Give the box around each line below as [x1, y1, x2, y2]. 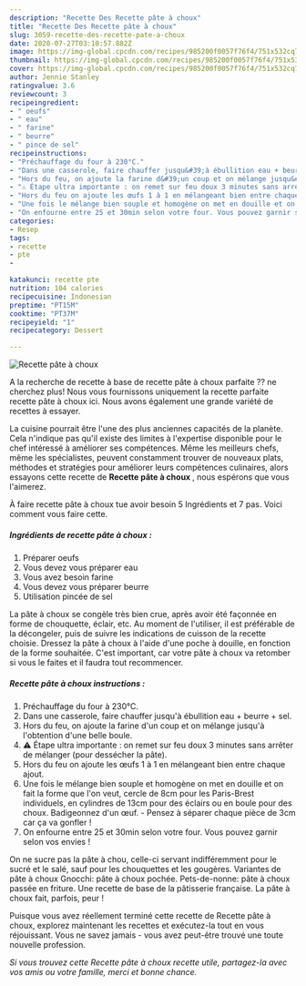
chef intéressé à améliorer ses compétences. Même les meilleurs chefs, [9, 442, 280, 453]
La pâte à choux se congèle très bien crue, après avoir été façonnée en [9, 609, 278, 620]
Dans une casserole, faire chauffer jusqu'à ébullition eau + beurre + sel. [22, 711, 292, 722]
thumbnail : [9, 56, 51, 65]
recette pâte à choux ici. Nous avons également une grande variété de [9, 396, 274, 407]
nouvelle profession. [9, 940, 87, 950]
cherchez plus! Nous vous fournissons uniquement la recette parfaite [9, 386, 270, 397]
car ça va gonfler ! [22, 817, 92, 828]
